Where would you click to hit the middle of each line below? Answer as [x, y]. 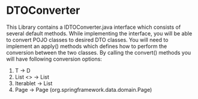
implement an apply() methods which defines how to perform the [87, 46]
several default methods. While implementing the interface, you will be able [99, 33]
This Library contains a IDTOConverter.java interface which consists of [94, 27]
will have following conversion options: [54, 59]
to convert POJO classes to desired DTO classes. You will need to [87, 40]
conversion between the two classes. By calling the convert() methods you [99, 52]
